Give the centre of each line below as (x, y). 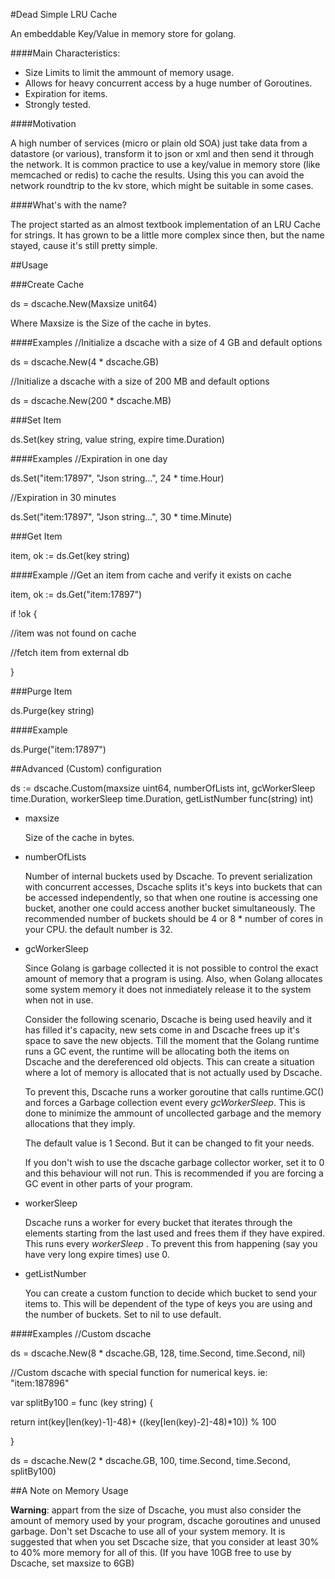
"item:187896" (40, 1383)
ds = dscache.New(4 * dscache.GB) (85, 362)
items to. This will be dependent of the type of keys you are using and (168, 1303)
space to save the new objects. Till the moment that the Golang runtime (172, 1040)
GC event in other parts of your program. (108, 1183)
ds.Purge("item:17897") (58, 749)
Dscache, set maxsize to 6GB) (72, 1563)
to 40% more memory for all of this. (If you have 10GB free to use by (151, 1552)
